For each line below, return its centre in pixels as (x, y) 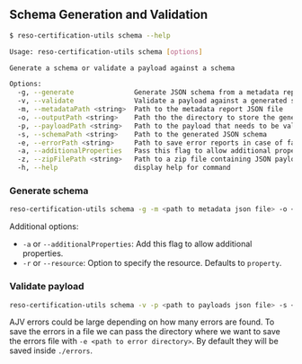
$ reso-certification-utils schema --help (90, 35)
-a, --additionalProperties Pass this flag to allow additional (144, 151)
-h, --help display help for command (124, 168)
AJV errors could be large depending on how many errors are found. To (142, 322)
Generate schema (49, 191)
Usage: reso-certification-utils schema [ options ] (106, 52)
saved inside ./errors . (51, 351)
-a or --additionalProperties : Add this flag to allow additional (137, 244)
